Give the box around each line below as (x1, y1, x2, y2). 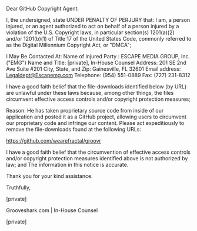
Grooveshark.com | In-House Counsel (6, 207, 98, 214)
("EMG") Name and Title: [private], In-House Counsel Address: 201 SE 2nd (6, 59, 186, 66)
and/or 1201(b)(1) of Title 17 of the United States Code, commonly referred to (6, 35, 192, 42)
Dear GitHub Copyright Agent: (6, 5, 79, 12)
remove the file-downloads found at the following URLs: (6, 126, 141, 133)
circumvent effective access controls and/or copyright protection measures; (6, 95, 191, 103)
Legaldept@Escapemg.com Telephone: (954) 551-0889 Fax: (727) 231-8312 (6, 72, 191, 78)
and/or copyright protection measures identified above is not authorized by (6, 155, 188, 161)
